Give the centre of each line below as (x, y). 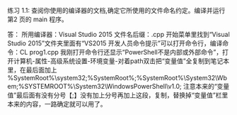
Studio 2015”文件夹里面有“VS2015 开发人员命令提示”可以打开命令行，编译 (115, 43)
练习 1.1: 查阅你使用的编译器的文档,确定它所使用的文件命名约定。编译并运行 (116, 10)
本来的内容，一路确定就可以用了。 (57, 104)
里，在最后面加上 (32, 70)
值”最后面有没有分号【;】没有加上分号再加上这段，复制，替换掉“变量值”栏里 (118, 95)
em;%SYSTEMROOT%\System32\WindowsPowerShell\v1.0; (94, 86)
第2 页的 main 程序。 (38, 19)
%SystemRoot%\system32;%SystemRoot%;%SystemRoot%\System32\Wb (117, 78)
